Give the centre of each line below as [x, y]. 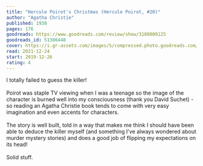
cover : [14, 46]
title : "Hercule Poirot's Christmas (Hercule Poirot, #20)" [84, 12]
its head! [17, 144]
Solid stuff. [20, 157]
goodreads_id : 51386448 [36, 40]
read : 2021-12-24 [28, 51]
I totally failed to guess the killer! [47, 80]
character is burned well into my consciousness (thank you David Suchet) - [100, 99]
